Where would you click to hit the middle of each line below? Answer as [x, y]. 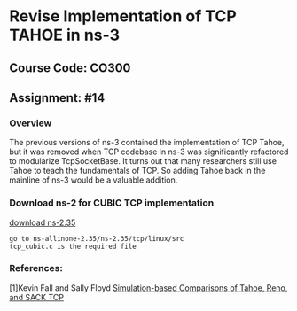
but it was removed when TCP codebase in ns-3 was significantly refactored [149, 152]
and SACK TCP [37, 297]
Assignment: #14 [57, 98]
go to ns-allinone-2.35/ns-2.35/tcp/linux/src [97, 238]
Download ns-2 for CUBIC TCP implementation [112, 203]
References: [36, 268]
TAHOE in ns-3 [65, 35]
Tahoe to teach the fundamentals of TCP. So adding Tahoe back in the [137, 171]
